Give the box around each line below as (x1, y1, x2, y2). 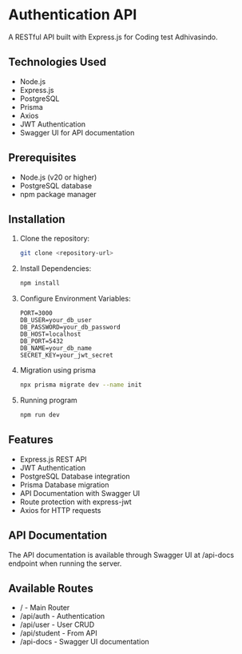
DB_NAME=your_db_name (19, 345, 92, 353)
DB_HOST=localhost (19, 330, 81, 338)
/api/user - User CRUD (19, 620, 95, 630)
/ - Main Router (19, 603, 70, 612)
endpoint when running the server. (8, 559, 122, 568)
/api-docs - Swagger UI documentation (19, 637, 149, 647)
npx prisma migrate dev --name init (19, 381, 142, 390)
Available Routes (8, 581, 94, 595)
